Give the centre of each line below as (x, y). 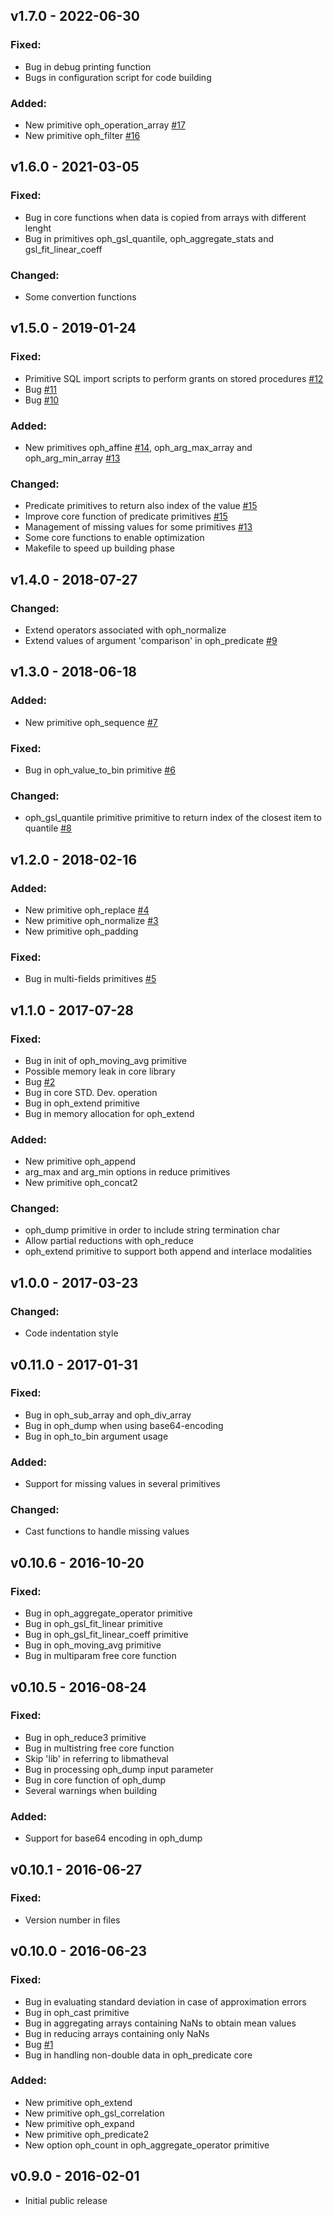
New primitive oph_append (80, 1161)
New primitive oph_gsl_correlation (94, 2113)
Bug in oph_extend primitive (82, 1103)
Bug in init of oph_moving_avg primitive (105, 1060)
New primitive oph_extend (78, 2102)
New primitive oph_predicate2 (87, 2134)
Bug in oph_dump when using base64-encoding (124, 1425)
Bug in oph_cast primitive (77, 2012)
